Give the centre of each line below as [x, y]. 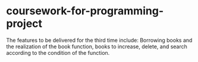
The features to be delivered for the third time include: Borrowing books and [99, 40]
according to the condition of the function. [58, 52]
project [24, 24]
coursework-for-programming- [85, 11]
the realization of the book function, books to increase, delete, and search [97, 46]
